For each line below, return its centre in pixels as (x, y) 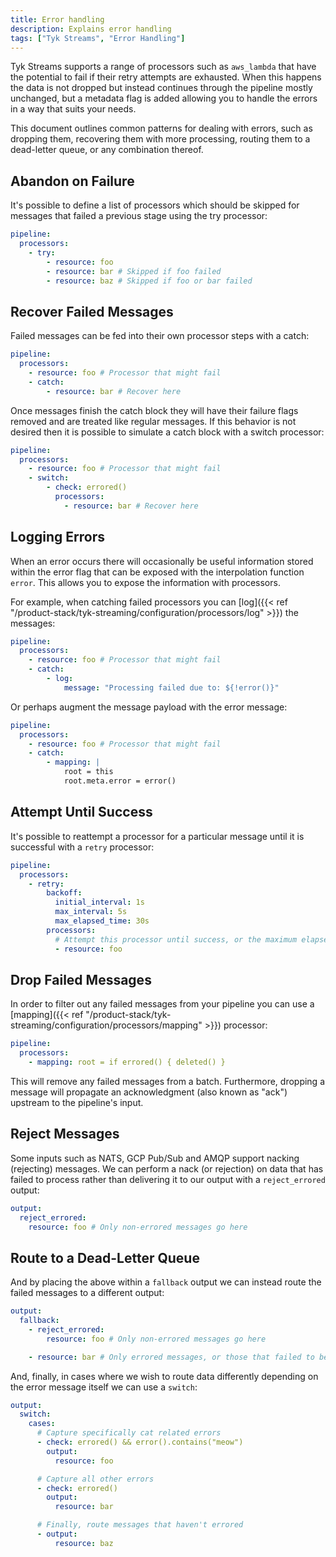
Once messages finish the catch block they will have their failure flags (154, 410)
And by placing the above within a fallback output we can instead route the (166, 1282)
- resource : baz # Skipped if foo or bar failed (149, 281)
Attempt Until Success (81, 812)
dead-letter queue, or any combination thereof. (107, 150)
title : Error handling (57, 19)
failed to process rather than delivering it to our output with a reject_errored (168, 1179)
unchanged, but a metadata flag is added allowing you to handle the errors (164, 98)
